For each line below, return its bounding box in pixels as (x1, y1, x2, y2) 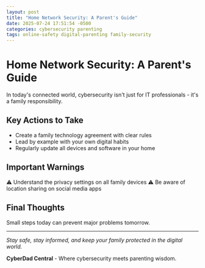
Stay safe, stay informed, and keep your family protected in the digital (6, 236, 183, 244)
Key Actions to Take (6, 115, 84, 126)
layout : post (6, 9, 40, 15)
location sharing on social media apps (6, 184, 102, 192)
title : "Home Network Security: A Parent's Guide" (6, 15, 138, 21)
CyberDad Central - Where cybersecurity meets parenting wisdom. (6, 255, 177, 262)
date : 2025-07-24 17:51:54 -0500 (6, 20, 92, 26)
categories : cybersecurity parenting (6, 26, 103, 32)
